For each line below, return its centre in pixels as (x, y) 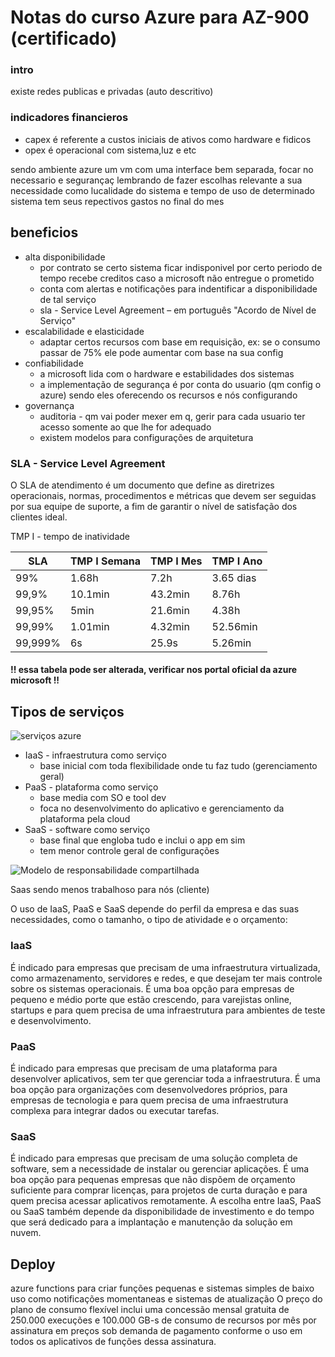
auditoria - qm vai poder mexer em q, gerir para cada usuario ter (172, 416)
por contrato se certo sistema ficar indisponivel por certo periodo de (181, 267)
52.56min (234, 626)
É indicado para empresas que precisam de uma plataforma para (144, 1068)
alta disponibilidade (65, 257)
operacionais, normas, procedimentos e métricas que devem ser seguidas (163, 495)
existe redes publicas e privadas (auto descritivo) (112, 92)
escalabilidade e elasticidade (84, 331)
